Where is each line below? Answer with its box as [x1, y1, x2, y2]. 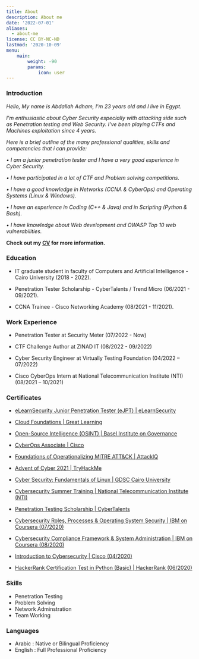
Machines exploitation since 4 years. [6, 127, 97, 134]
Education [6, 254, 37, 262]
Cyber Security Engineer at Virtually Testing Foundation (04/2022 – [14, 354, 180, 362]
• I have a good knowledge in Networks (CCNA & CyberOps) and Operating [6, 186, 192, 193]
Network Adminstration [14, 605, 72, 613]
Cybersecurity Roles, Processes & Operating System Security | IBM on [14, 517, 188, 524]
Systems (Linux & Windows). [6, 192, 77, 199]
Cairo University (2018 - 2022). [14, 274, 91, 281]
